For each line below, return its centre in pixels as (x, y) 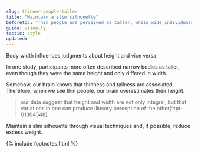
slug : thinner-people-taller (42, 11)
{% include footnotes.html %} (42, 143)
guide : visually (26, 28)
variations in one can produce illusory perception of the (88, 108)
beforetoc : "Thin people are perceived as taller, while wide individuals (100, 22)
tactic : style (24, 33)
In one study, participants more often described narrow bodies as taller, (93, 67)
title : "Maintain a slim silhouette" (52, 17)
